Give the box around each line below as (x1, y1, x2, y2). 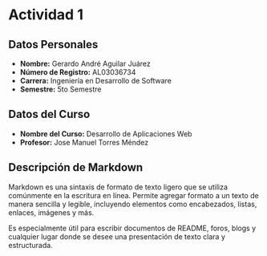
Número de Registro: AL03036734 (19, 67, 136, 77)
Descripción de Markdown (8, 161, 144, 174)
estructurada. (8, 240, 54, 250)
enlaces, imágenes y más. (8, 207, 95, 217)
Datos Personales (8, 38, 99, 51)
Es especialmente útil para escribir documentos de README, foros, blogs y (8, 223, 257, 233)
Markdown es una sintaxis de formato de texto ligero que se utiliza (8, 182, 229, 192)
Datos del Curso (8, 108, 91, 121)
